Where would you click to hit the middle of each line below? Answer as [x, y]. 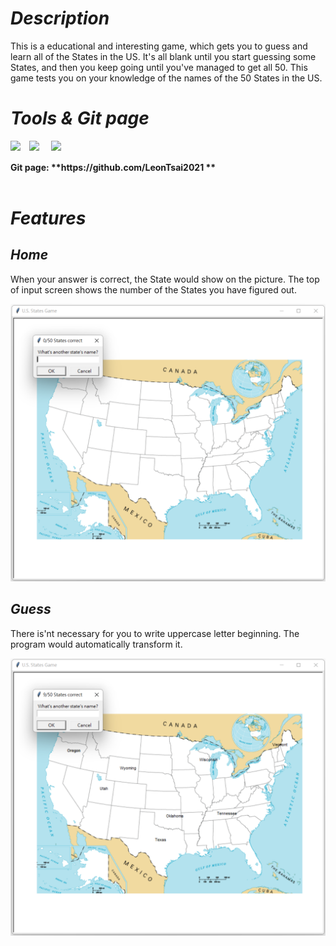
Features [48, 218]
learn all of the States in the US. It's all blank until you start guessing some [163, 56]
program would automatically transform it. [96, 644]
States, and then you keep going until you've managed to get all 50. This [159, 67]
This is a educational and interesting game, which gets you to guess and [159, 46]
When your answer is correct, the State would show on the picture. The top [165, 279]
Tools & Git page [80, 118]
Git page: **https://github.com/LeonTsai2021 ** [113, 167]
